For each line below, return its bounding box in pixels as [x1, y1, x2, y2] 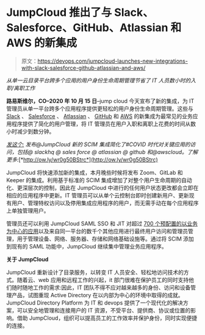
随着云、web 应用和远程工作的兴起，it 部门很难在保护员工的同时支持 [16, 276, 189, 283]
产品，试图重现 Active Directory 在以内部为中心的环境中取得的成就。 [11, 291, 184, 298]
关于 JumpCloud [6, 255, 49, 263]
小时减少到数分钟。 [6, 127, 55, 135]
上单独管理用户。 [6, 206, 49, 214]
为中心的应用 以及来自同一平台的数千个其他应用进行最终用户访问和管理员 [6, 227, 188, 234]
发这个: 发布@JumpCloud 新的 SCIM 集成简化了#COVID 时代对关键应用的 [6, 141, 190, 148]
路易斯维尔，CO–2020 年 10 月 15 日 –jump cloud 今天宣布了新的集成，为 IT [6, 97, 195, 104]
